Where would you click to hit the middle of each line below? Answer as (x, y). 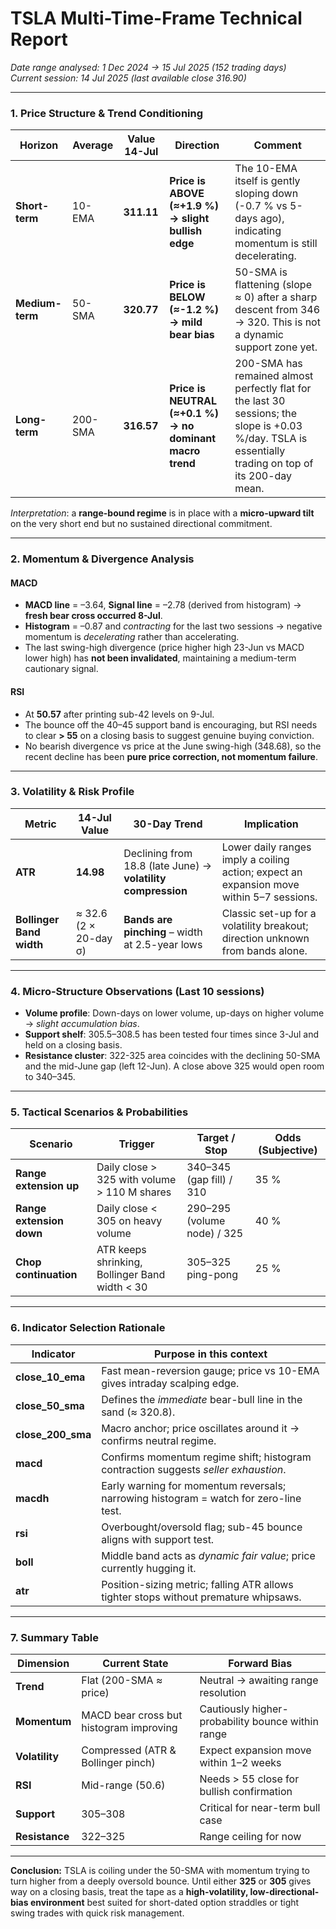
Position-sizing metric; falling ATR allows (197, 1584)
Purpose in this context (211, 1354)
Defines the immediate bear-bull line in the (202, 1399)
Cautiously (224, 1709)
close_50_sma (50, 1405)
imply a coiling (255, 859)
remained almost (274, 376)
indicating (258, 231)
